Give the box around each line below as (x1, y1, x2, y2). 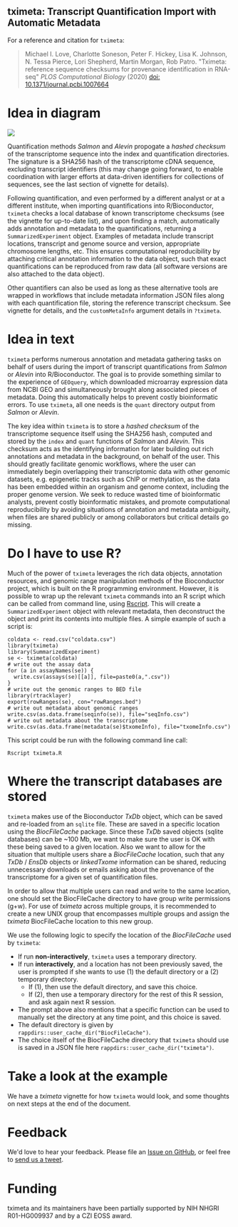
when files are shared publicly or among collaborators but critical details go (7, 512, 229, 521)
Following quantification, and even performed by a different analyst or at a (7, 193, 225, 202)
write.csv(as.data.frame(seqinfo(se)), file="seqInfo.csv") (7, 710, 190, 718)
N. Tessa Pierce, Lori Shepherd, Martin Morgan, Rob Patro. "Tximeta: (24, 57, 227, 66)
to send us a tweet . (7, 1156, 64, 1164)
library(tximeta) (7, 642, 59, 649)
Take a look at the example (7, 1068, 168, 1084)
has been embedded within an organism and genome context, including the (7, 482, 229, 491)
